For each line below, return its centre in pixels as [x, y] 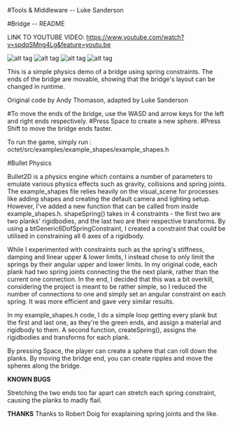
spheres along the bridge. [44, 366]
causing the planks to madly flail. [55, 400]
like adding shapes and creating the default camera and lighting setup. [109, 199]
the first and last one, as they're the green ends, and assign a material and [114, 322]
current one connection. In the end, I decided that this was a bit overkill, [111, 279]
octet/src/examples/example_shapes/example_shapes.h [88, 149]
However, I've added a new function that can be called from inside [103, 206]
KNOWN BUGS [29, 379]
